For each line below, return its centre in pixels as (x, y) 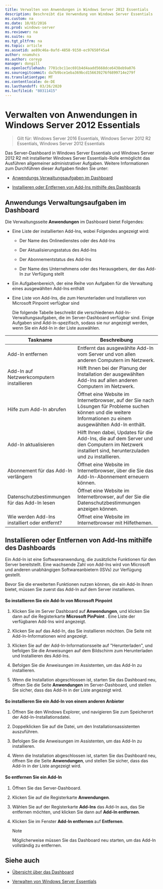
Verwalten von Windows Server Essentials (54, 882)
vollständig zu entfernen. (37, 845)
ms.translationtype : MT (29, 77)
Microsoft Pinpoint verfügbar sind (46, 303)
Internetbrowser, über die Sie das (115, 471)
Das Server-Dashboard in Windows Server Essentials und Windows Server (80, 153)
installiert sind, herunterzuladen (113, 451)
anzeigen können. (98, 509)
